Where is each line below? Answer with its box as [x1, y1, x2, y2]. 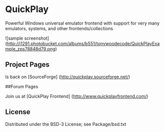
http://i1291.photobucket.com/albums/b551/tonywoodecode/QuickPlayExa [7, 40, 160, 46]
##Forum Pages [5, 83, 39, 89]
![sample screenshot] [5, 35, 49, 41]
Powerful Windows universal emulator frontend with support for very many [5, 20, 159, 26]
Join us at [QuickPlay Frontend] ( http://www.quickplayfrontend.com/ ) [5, 93, 149, 99]
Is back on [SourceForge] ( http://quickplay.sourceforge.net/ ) [5, 74, 130, 80]
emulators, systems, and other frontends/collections [5, 25, 113, 31]
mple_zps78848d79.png [5, 46, 56, 52]
